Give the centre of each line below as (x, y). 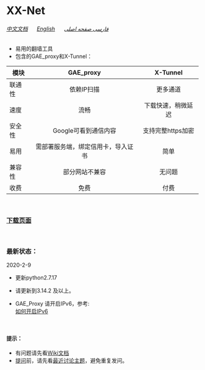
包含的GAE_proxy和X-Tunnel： (54, 56)
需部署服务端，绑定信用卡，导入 (81, 147)
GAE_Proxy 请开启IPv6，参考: (52, 303)
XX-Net (26, 11)
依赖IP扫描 (85, 89)
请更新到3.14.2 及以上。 (45, 290)
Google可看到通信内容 (85, 131)
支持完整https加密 (169, 131)
